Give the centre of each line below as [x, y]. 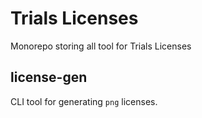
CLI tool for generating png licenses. [84, 101]
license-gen [49, 77]
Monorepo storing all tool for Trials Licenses [101, 46]
